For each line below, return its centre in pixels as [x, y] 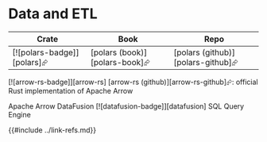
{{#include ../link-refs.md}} [52, 130]
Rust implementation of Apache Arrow [71, 90]
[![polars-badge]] [46, 52]
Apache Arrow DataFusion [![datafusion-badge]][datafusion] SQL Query [126, 106]
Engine [20, 114]
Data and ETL [53, 14]
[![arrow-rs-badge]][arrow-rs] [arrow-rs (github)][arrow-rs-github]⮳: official [133, 82]
